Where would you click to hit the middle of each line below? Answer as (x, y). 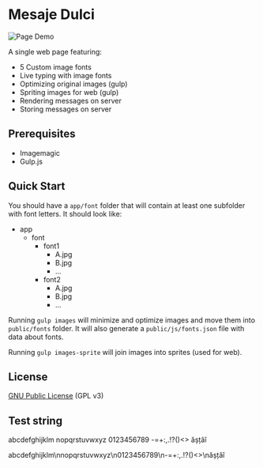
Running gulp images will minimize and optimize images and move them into (131, 320)
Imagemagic (40, 153)
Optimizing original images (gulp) (73, 84)
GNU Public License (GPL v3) (56, 396)
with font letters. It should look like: (65, 213)
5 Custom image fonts (56, 67)
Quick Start (37, 186)
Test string (36, 421)
